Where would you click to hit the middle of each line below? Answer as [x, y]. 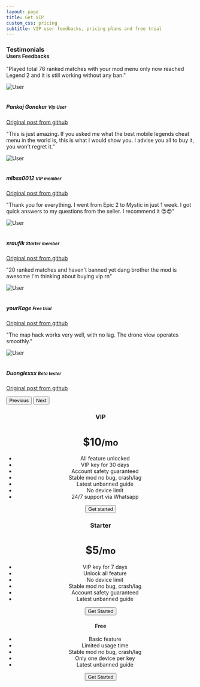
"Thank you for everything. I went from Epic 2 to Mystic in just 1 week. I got [99, 205]
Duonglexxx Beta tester [34, 373]
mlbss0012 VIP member [34, 179]
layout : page [22, 12]
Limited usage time [105, 646]
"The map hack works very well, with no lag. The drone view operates [93, 335]
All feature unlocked [105, 459]
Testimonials [25, 50]
